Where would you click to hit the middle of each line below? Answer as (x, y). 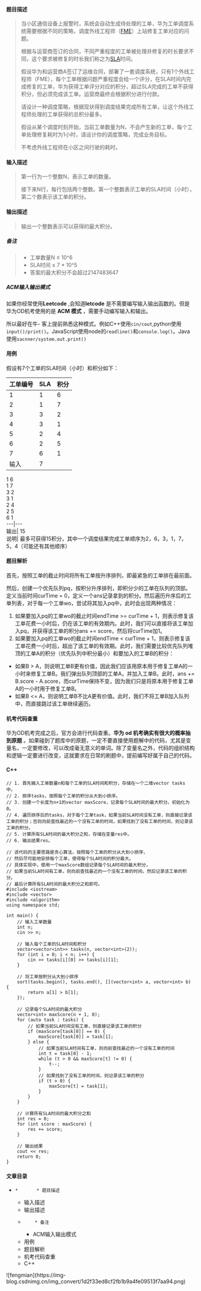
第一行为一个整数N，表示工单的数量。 (68, 176)
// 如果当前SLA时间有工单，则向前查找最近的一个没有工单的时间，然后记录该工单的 (95, 872)
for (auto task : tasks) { (51, 1020)
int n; (25, 927)
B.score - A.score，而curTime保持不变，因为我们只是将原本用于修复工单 (104, 681)
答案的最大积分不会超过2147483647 (74, 272)
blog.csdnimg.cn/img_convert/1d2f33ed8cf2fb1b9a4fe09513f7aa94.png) (96, 1281)
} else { (39, 1042)
